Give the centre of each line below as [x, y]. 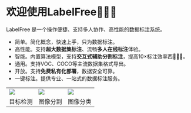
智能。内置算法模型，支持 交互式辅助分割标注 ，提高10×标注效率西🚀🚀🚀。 [101, 56]
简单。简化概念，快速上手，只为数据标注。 [66, 42]
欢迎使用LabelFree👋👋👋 [62, 12]
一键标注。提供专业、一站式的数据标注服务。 [69, 78]
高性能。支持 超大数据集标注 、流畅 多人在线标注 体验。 [79, 49]
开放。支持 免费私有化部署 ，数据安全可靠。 [66, 71]
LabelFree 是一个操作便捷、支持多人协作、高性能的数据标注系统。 [86, 29]
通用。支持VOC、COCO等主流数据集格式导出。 [72, 64]
